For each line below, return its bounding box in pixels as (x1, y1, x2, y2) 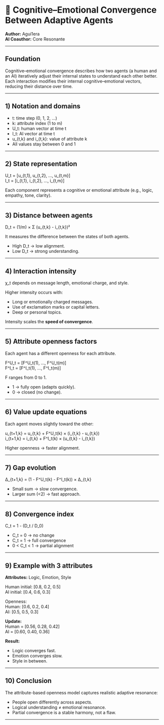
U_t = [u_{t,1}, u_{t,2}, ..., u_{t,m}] (5, 173, 71, 179)
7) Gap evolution (5, 464, 56, 472)
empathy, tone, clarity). (5, 192, 52, 198)
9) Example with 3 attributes (5, 561, 93, 570)
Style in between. (12, 658, 48, 664)
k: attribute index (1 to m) (12, 120, 62, 126)
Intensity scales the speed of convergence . (5, 319, 94, 324)
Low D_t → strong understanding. (12, 249, 80, 254)
